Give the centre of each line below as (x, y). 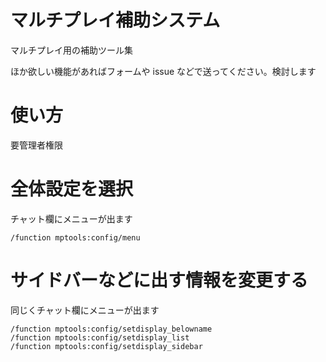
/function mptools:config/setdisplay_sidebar (106, 346)
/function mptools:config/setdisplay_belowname (111, 329)
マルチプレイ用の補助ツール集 (71, 50)
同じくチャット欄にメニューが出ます (85, 310)
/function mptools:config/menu (75, 237)
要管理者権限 (36, 145)
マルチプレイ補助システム (115, 20)
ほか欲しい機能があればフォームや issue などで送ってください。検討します (163, 71)
